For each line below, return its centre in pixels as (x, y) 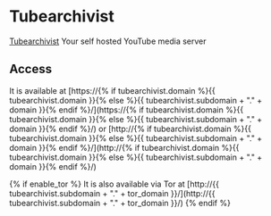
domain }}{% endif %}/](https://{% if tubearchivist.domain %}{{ (127, 110)
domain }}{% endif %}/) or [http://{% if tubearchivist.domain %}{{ (131, 129)
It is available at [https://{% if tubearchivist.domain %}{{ (113, 90)
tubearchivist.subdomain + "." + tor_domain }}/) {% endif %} (120, 203)
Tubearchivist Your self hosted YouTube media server (108, 41)
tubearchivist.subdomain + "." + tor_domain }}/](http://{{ (113, 193)
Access (30, 69)
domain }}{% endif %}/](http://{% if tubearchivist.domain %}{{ (124, 147)
